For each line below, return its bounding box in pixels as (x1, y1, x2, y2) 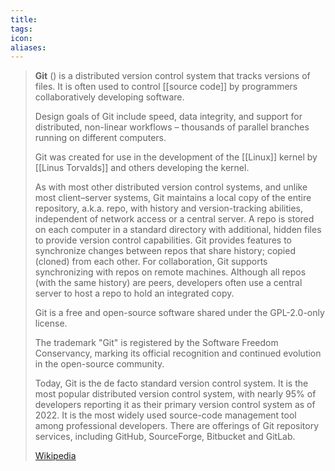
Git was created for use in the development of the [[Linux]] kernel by (34, 151, 318, 163)
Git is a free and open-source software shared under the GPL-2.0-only (34, 307, 325, 319)
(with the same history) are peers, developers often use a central (34, 277, 303, 289)
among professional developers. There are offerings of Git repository (34, 420, 320, 432)
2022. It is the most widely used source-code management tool (34, 409, 297, 421)
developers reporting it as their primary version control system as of (34, 399, 316, 411)
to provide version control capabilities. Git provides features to (34, 234, 293, 246)
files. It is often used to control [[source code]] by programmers (34, 81, 298, 93)
